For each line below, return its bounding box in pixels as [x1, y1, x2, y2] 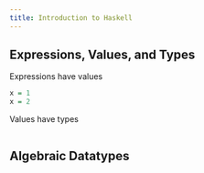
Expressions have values [9, 71, 103, 82]
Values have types [9, 114, 80, 125]
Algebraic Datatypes [9, 148, 130, 164]
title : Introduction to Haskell [9, 13, 133, 23]
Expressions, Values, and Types [9, 47, 196, 63]
